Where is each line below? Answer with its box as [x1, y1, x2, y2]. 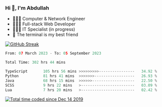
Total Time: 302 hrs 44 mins [5, 60, 66, 65]
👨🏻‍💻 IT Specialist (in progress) [12, 26, 76, 32]
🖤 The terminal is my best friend [12, 32, 78, 38]
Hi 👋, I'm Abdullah [5, 4, 49, 11]
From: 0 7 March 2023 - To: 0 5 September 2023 [5, 51, 101, 56]
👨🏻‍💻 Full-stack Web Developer [12, 21, 76, 27]
